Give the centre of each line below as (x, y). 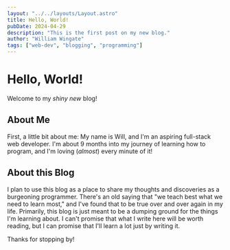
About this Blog (41, 173)
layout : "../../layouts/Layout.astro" (62, 13)
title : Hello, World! (38, 20)
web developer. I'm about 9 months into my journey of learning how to (106, 144)
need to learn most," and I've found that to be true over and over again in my (115, 204)
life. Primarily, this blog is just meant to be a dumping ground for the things (113, 211)
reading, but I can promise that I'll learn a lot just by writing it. (94, 226)
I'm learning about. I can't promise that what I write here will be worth (105, 218)
